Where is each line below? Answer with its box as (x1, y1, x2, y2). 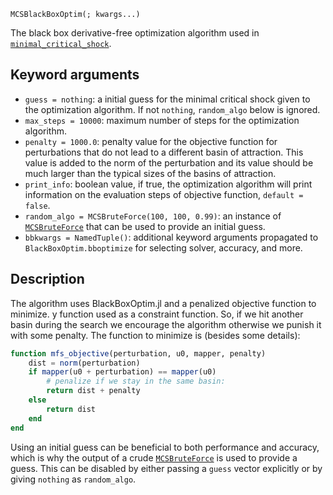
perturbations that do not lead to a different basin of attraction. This (24, 146, 304, 158)
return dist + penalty (46, 386, 141, 396)
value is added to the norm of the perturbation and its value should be (24, 156, 314, 169)
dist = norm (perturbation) (28, 358, 141, 368)
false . (24, 199, 51, 211)
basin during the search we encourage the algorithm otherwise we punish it (10, 318, 322, 330)
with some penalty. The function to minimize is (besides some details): (10, 329, 301, 341)
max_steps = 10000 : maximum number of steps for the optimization (24, 114, 300, 126)
